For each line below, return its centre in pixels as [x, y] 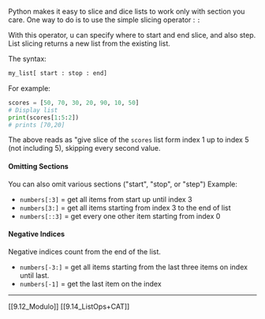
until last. [34, 275]
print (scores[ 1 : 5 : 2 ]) [44, 118]
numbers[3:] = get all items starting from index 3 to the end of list [125, 208]
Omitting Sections [38, 166]
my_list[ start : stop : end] [58, 73]
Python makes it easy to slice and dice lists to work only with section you [127, 11]
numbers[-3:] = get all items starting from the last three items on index [134, 267]
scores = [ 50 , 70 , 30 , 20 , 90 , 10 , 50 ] [74, 103]
